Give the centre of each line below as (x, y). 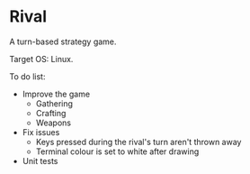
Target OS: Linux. (41, 59)
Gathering (54, 103)
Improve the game (56, 94)
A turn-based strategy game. (63, 41)
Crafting (51, 113)
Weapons (54, 123)
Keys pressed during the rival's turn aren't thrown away (138, 142)
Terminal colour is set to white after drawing (117, 151)
